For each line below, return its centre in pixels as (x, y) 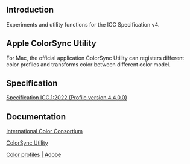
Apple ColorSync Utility (51, 44)
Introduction (30, 10)
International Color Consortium (45, 131)
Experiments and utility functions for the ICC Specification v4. (83, 24)
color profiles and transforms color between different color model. (88, 64)
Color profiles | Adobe (34, 155)
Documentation (36, 117)
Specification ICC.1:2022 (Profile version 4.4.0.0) (67, 98)
